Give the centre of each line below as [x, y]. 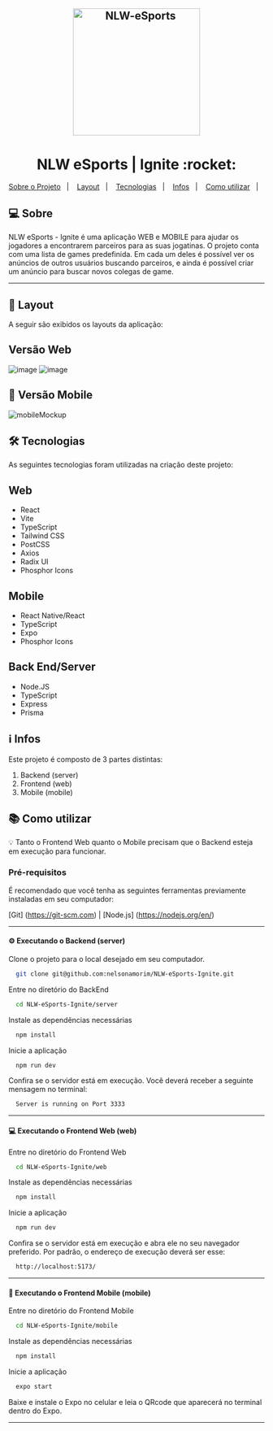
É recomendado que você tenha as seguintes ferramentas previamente [127, 890]
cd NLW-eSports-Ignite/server [67, 1004]
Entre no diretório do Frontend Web [67, 1152]
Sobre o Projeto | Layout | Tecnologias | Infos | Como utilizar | [133, 187]
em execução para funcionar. [58, 851]
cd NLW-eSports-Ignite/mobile [67, 1326]
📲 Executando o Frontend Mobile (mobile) [80, 1293]
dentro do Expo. [35, 1411]
